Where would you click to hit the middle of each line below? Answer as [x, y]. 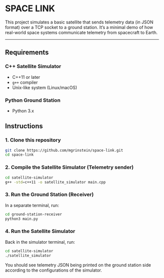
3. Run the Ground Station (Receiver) [50, 195]
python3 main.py [21, 219]
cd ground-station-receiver [34, 214]
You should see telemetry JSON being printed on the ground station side [78, 265]
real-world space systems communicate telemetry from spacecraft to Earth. [81, 32]
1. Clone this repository [33, 140]
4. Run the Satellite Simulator [40, 232]
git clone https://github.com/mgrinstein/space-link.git [64, 150]
